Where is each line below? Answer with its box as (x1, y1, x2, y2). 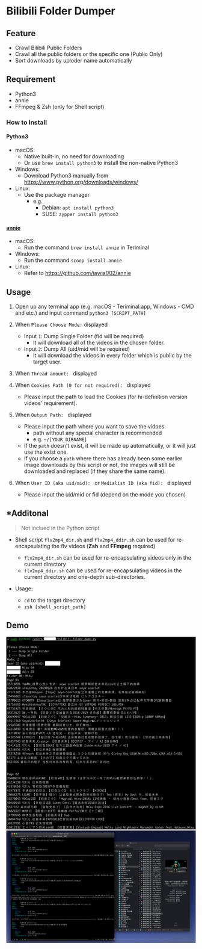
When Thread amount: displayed (14, 369, 97, 377)
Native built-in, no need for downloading (23, 152, 124, 160)
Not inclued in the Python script (20, 524, 100, 531)
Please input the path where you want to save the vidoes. (23, 422, 167, 430)
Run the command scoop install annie (23, 257, 122, 264)
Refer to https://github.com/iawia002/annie (23, 270, 131, 277)
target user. (32, 358, 62, 365)
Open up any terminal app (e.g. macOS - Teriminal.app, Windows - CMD (14, 303, 194, 310)
